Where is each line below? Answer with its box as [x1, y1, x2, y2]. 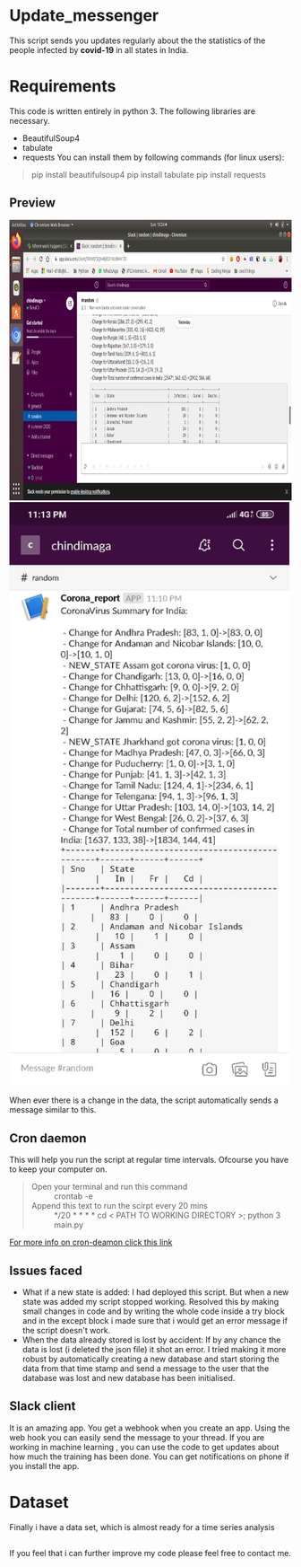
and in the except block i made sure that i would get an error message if [21, 1315, 288, 1325]
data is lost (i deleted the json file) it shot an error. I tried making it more [21, 1343, 287, 1354]
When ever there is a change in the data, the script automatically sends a [9, 1095, 279, 1105]
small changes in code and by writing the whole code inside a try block [21, 1306, 285, 1316]
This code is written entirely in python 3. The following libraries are [9, 105, 256, 117]
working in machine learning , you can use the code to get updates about [9, 1441, 279, 1452]
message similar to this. [9, 1105, 97, 1115]
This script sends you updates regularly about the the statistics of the [9, 35, 266, 46]
